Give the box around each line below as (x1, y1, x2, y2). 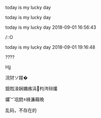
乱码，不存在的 (5, 107, 37, 113)
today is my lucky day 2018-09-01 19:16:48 (5, 44, 95, 50)
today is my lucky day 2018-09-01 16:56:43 (5, 24, 96, 30)
